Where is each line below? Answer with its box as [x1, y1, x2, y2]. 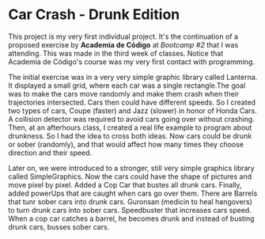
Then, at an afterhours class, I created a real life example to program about [8, 123, 252, 132]
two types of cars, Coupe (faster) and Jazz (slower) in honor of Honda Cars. [8, 105, 257, 116]
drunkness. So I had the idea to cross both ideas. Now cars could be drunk [8, 131, 252, 140]
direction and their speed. [8, 148, 93, 157]
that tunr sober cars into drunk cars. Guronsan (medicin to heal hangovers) [8, 196, 253, 207]
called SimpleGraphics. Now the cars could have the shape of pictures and [8, 172, 252, 181]
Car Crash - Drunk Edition [8, 6, 180, 24]
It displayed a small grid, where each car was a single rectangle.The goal [8, 81, 246, 90]
